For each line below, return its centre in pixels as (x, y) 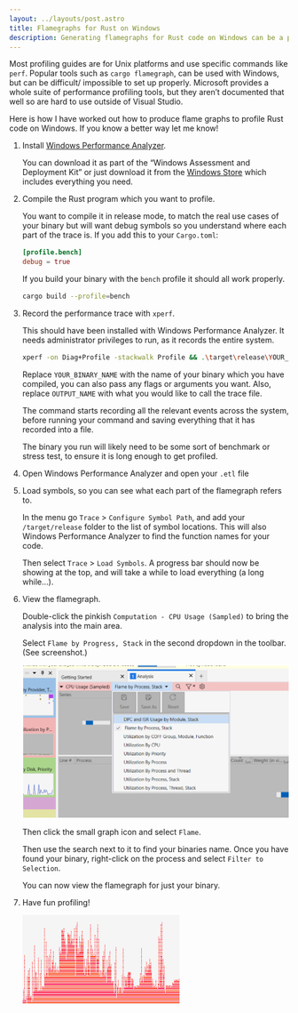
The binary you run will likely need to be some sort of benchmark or (146, 446)
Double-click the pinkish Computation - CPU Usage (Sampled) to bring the (155, 616)
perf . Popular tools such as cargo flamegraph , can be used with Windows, (144, 73)
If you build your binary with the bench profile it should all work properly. (153, 279)
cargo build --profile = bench (76, 297)
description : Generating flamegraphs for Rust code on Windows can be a (146, 37)
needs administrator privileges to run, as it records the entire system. (148, 340)
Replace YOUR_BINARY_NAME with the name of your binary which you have (153, 374)
